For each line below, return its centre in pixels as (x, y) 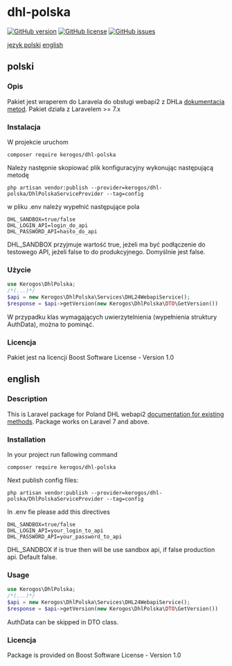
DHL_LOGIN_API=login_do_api (48, 225)
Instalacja (24, 127)
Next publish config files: (43, 480)
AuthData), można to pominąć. (51, 324)
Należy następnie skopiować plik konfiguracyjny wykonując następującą (110, 167)
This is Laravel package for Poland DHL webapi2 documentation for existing (116, 414)
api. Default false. (32, 557)
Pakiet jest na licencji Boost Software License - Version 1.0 (91, 358)
